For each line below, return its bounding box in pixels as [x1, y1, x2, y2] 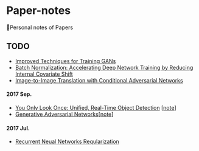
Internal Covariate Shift [15, 70, 73, 78]
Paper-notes [6, 4, 71, 18]
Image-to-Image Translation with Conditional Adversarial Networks [15, 76, 184, 84]
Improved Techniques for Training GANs [15, 57, 116, 64]
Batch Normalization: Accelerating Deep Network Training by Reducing [15, 64, 194, 71]
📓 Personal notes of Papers [6, 24, 74, 31]
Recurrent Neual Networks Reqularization [15, 138, 120, 146]
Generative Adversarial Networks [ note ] [15, 110, 114, 118]
